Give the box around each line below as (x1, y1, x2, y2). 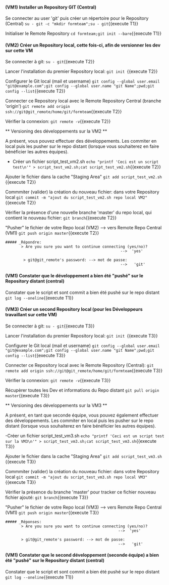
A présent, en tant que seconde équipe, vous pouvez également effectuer (5, 412, 159, 418)
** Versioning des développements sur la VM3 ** (5, 402, 107, 408)
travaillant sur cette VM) (5, 312, 58, 318)
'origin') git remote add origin (5, 103, 71, 109)
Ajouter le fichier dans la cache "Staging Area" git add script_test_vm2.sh (5, 174, 162, 180)
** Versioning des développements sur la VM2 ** (5, 128, 107, 134)
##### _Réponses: (5, 519, 42, 524)
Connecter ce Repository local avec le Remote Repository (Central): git (5, 362, 154, 368)
